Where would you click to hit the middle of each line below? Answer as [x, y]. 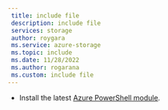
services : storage [42, 30]
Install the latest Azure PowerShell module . [90, 97]
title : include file [45, 16]
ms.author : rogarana [45, 68]
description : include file [56, 23]
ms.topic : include [42, 53]
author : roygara [38, 38]
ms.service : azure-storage [56, 45]
